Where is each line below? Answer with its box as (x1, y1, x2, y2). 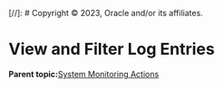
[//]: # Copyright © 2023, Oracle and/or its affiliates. (8, 8, 203, 18)
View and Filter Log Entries (8, 40, 215, 59)
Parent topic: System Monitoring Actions (8, 68, 160, 79)
